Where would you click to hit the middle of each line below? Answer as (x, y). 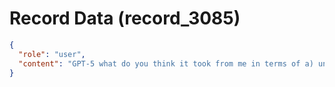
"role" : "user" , (52, 54)
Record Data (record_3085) (125, 18)
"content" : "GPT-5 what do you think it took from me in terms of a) (166, 63)
